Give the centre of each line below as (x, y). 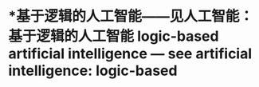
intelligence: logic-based (93, 71)
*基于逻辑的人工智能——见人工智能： (131, 16)
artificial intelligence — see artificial (130, 54)
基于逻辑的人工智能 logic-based (114, 36)
